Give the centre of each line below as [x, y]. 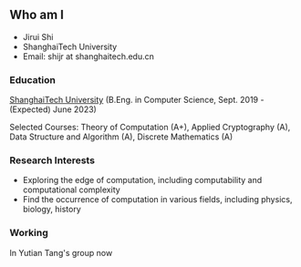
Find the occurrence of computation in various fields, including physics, [157, 200]
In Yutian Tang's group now [61, 252]
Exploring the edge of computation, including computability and [142, 180]
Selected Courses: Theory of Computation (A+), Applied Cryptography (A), [150, 128]
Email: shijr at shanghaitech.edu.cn [88, 56]
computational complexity [71, 190]
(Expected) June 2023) [53, 109]
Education [33, 79]
